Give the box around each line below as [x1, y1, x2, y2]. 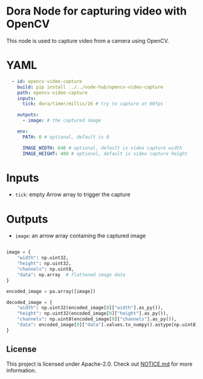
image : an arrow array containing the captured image [14, 232, 146, 240]
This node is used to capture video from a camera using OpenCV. [6, 37, 169, 44]
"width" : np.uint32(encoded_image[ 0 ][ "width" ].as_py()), [17, 305, 164, 311]
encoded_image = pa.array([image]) [6, 288, 96, 294]
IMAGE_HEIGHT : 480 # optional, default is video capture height [22, 150, 188, 157]
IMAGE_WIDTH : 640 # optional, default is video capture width [22, 145, 182, 151]
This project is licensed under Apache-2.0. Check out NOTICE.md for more [6, 360, 193, 367]
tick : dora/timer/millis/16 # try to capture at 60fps [22, 101, 164, 107]
